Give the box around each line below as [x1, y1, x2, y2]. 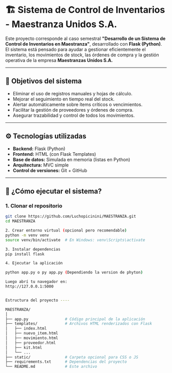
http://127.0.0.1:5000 [5, 284, 54, 289]
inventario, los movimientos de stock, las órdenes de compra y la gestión [5, 52, 159, 58]
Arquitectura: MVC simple [12, 162, 69, 168]
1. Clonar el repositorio [5, 202, 62, 209]
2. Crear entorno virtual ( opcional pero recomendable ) [5, 228, 127, 233]
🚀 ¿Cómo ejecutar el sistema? [5, 186, 102, 195]
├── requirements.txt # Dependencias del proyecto [5, 359, 127, 364]
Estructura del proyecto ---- [5, 298, 70, 303]
